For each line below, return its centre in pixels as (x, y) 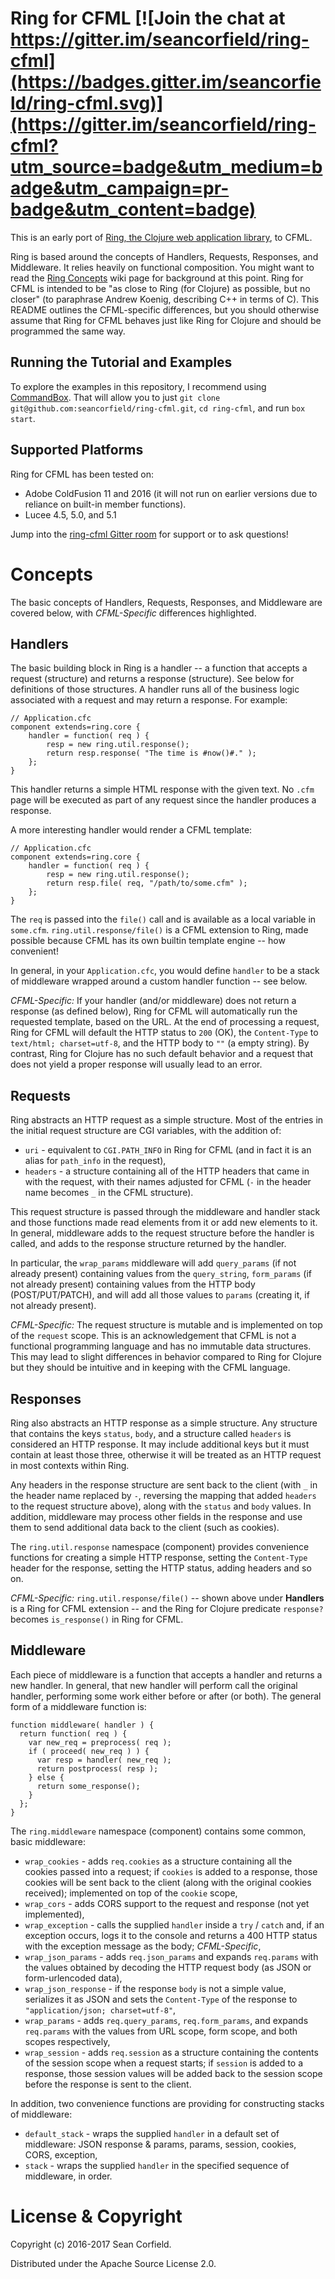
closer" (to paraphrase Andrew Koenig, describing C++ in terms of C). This (165, 299)
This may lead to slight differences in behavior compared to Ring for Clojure (166, 1357)
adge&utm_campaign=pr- (120, 188)
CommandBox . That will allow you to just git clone (115, 397)
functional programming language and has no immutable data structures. (161, 1346)
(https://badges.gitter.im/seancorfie (166, 82)
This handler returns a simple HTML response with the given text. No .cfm (162, 789)
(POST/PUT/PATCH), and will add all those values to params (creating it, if (160, 1295)
